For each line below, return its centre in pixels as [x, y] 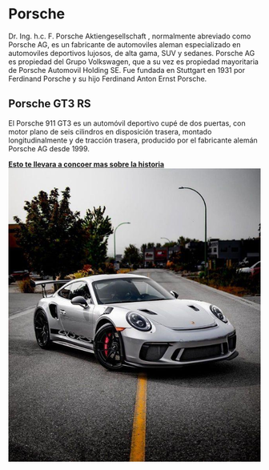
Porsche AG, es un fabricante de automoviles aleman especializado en [125, 44]
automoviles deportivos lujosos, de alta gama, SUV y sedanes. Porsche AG [132, 53]
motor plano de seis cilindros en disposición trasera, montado [110, 131]
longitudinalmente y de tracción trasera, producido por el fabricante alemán [133, 140]
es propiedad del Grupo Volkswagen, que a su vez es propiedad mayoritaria [133, 62]
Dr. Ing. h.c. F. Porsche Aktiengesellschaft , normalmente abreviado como [130, 36]
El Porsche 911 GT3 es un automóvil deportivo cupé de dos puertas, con [127, 123]
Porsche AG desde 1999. [49, 148]
